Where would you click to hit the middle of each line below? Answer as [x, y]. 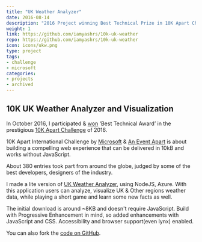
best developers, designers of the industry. [60, 172]
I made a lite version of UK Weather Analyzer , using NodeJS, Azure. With [96, 184]
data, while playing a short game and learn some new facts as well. [89, 197]
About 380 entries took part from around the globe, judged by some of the [98, 166]
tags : [13, 57]
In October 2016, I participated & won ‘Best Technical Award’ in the [89, 123]
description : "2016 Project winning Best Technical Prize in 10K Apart [98, 23]
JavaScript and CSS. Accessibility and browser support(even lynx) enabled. [100, 221]
